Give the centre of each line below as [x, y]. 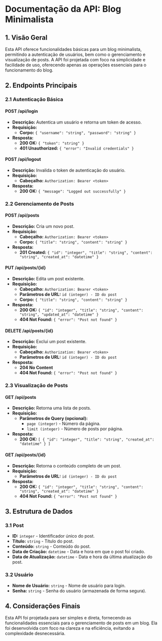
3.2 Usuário [19, 575]
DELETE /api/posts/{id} [29, 331]
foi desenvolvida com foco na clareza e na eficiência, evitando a [70, 628]
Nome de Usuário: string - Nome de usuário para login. [69, 585]
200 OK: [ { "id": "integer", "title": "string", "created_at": [87, 439]
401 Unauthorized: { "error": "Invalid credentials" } [77, 148]
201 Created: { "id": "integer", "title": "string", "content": [86, 252]
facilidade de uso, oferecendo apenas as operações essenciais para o [76, 65]
